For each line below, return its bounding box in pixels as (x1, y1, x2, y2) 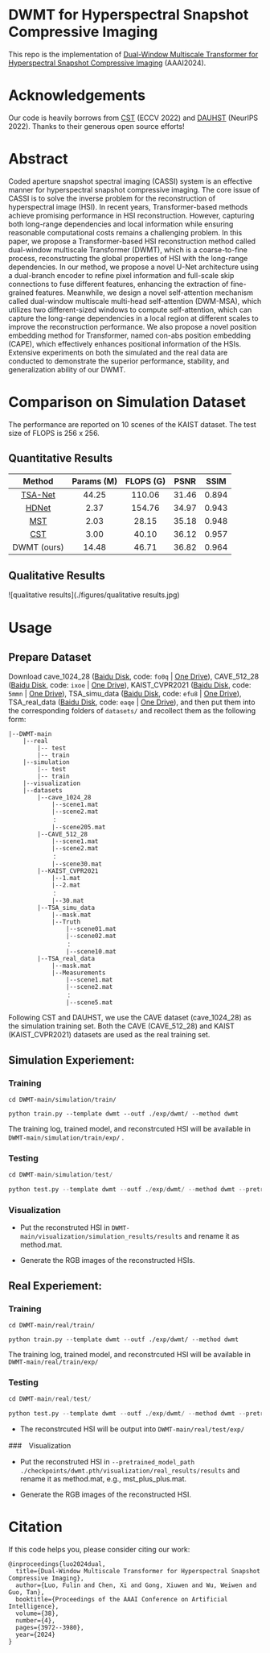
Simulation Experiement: (8, 1053, 135, 1067)
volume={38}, (15, 1609, 59, 1618)
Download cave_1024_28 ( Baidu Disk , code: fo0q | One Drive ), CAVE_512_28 (8, 671, 260, 682)
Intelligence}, (8, 1602, 59, 1611)
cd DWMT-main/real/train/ (8, 1322, 95, 1330)
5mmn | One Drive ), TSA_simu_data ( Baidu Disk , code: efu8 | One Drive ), (8, 689, 242, 699)
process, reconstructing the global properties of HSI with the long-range (8, 253, 248, 263)
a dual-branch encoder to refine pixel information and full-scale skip (8, 270, 235, 280)
